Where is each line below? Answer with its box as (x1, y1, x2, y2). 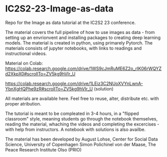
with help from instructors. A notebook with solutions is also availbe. (5, 126, 146, 132)
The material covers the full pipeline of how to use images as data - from (5, 29, 155, 35)
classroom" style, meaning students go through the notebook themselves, (5, 115, 158, 121)
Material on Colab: (5, 60, 43, 66)
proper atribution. (5, 100, 41, 106)
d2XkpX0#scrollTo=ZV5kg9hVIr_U (5, 70, 76, 76)
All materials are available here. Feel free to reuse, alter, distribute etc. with (5, 95, 159, 101)
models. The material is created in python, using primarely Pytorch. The (5, 39, 153, 45)
